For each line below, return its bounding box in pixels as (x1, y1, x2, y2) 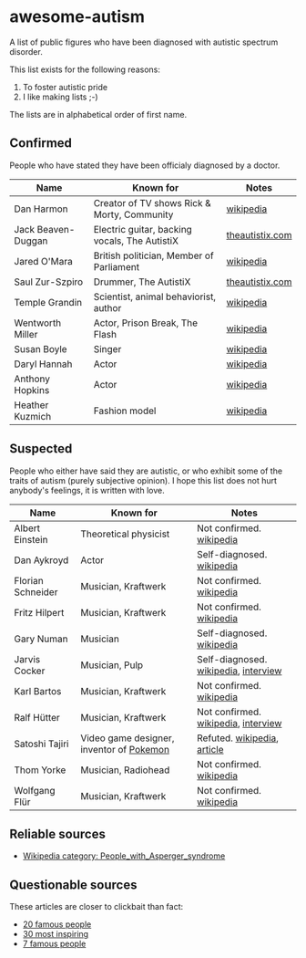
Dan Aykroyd (14, 554, 69, 567)
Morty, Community (93, 208, 174, 221)
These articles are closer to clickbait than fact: (9, 901, 184, 912)
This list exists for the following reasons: (9, 64, 161, 75)
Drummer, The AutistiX (93, 276, 191, 288)
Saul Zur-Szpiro (14, 276, 84, 288)
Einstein (14, 533, 48, 546)
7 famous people (22, 938, 87, 950)
